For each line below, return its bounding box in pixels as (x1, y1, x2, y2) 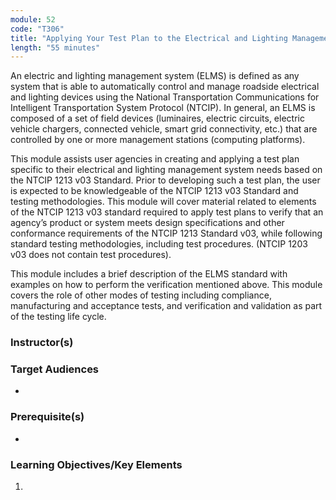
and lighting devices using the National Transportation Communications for (10, 91, 320, 103)
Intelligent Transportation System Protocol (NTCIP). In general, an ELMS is (10, 102, 316, 114)
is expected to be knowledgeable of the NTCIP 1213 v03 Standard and (10, 185, 299, 197)
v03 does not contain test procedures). (10, 249, 172, 261)
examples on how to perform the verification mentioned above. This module (10, 279, 323, 291)
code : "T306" (10, 24, 65, 34)
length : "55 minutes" (10, 42, 101, 53)
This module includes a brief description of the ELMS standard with (10, 268, 288, 280)
